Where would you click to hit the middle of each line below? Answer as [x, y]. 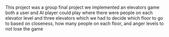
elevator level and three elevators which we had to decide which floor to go [84, 18]
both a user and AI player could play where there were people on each [79, 13]
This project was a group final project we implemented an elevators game [82, 7]
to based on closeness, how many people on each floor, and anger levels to [84, 23]
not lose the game [24, 29]
